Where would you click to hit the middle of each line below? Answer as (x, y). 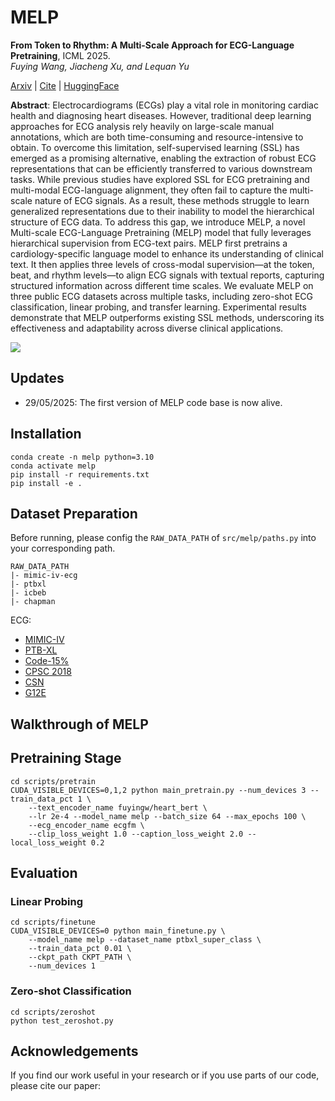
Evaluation (44, 872)
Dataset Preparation (74, 513)
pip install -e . (46, 483)
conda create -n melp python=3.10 (82, 457)
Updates (37, 378)
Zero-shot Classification (71, 991)
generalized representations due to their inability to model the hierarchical (162, 211)
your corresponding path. (63, 548)
